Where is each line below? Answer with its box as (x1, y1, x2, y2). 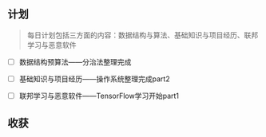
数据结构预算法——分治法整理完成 (18, 57, 132, 66)
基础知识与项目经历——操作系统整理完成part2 (18, 74, 170, 84)
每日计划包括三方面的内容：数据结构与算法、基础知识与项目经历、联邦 (26, 30, 259, 40)
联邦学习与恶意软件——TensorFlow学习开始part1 (18, 91, 180, 100)
